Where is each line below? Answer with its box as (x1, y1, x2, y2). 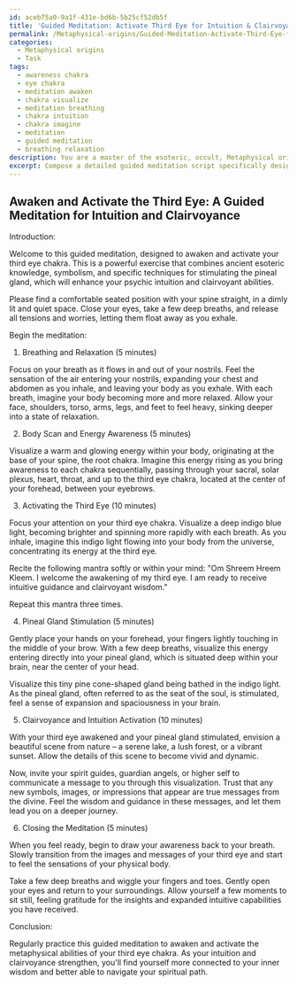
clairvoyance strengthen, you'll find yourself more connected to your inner (9, 958, 280, 968)
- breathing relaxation (17, 144, 104, 153)
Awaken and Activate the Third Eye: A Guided (9, 194, 265, 209)
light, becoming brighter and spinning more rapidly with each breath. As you (9, 527, 287, 538)
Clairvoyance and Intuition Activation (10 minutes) (21, 715, 203, 726)
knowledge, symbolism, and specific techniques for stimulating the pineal (9, 268, 277, 278)
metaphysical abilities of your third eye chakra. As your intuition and (9, 948, 256, 959)
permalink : (9, 29, 49, 38)
